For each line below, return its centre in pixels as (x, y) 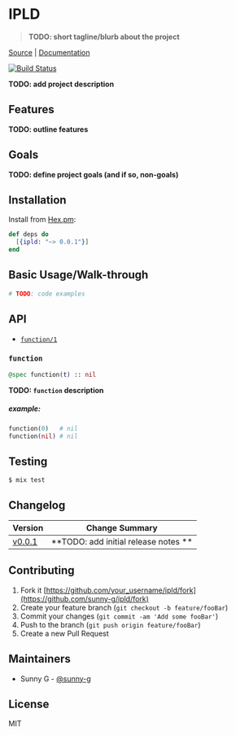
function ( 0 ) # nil (44, 428)
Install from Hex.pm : (42, 220)
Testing (28, 461)
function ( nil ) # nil (44, 436)
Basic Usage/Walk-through (79, 275)
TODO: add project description (61, 84)
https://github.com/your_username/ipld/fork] (121, 590)
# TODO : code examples (47, 294)
